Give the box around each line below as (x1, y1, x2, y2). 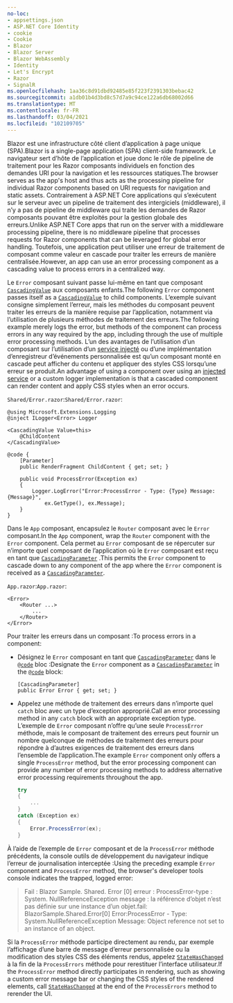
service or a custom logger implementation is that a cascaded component (7, 374, 218, 382)
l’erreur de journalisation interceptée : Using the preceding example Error (7, 859, 216, 867)
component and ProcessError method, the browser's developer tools (7, 866, 204, 874)
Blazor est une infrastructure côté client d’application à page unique (7, 139, 201, 147)
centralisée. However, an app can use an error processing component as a (7, 257, 218, 266)
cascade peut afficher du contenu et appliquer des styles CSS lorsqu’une (7, 359, 217, 368)
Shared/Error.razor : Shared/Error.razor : (7, 395, 123, 403)
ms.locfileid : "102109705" (7, 120, 85, 127)
